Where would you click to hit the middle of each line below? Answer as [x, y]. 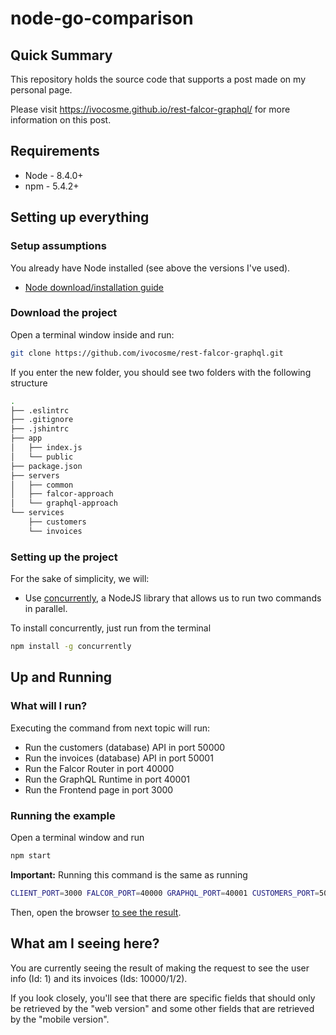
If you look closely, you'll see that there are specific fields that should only [163, 998]
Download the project [64, 313]
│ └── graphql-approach [64, 503]
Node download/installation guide [94, 287]
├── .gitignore [42, 420]
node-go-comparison [102, 18]
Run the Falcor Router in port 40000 [99, 768]
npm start [31, 855]
